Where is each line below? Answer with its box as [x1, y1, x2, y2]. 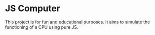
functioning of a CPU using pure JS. [5, 24, 78, 30]
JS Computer [5, 3, 60, 14]
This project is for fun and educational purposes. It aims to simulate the [5, 19, 150, 25]
